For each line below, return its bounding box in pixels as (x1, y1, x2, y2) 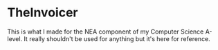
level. (7, 34, 23, 42)
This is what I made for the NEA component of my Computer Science (7, 27, 204, 36)
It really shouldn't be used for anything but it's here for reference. (24, 34, 211, 42)
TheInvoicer (7, 5, 78, 21)
